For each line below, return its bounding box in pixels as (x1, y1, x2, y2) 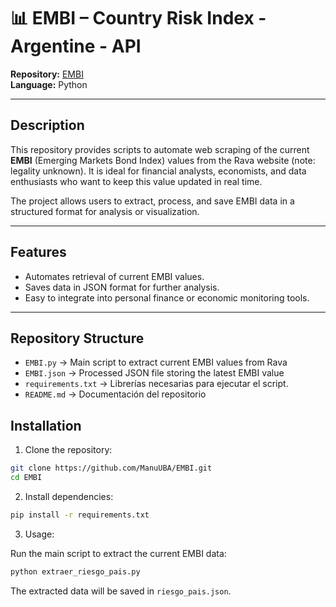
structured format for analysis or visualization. (10, 205, 200, 217)
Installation (10, 417, 82, 434)
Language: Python (10, 78, 88, 90)
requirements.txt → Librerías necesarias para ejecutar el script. (24, 378, 289, 390)
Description (10, 117, 85, 134)
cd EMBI (10, 473, 43, 483)
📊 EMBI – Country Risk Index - (10, 7, 267, 30)
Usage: (24, 528, 55, 540)
